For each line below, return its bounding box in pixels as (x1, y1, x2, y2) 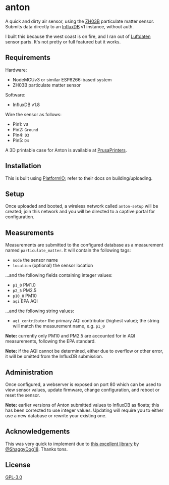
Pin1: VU (12, 121, 28, 127)
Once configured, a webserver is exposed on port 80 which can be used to (5, 381, 161, 387)
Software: (5, 91, 26, 98)
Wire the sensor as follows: (5, 111, 62, 117)
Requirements (5, 54, 50, 62)
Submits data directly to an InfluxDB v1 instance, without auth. (5, 23, 134, 29)
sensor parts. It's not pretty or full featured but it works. (5, 38, 121, 44)
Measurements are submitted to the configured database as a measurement (5, 242, 163, 248)
